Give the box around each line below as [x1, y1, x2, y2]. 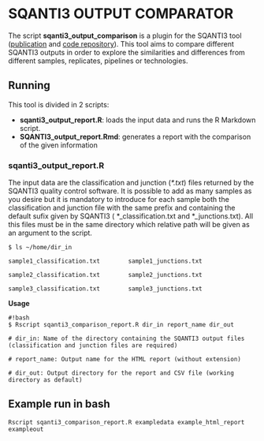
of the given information [19, 140, 99, 150]
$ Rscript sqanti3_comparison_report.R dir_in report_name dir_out [8, 321, 235, 329]
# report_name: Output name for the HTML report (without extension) [8, 356, 242, 364]
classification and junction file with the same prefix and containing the [8, 203, 236, 213]
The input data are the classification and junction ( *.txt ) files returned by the [8, 178, 255, 188]
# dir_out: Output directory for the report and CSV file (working [8, 369, 235, 377]
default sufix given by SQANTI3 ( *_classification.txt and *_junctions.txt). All [8, 211, 254, 221]
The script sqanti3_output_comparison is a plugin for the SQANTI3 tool [8, 31, 242, 40]
